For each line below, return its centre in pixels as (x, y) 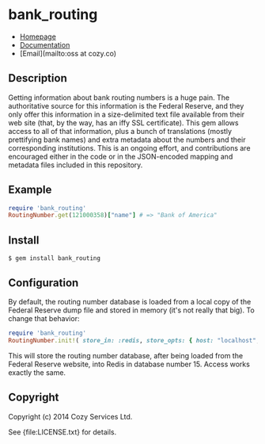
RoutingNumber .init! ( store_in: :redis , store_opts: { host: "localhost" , (134, 340)
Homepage (38, 36)
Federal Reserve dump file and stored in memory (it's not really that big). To (131, 310)
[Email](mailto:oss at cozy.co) (68, 53)
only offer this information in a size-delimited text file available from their (127, 114)
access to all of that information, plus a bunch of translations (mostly (120, 131)
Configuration (44, 283)
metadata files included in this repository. (76, 165)
